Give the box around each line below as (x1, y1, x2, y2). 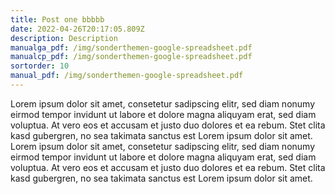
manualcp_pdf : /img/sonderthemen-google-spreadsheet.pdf (10, 52, 253, 62)
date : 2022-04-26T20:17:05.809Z (10, 24, 145, 34)
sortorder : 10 (10, 61, 70, 71)
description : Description (10, 33, 118, 43)
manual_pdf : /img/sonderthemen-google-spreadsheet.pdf (10, 71, 244, 81)
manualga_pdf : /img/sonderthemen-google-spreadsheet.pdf (10, 42, 253, 53)
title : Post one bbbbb (10, 14, 105, 25)
